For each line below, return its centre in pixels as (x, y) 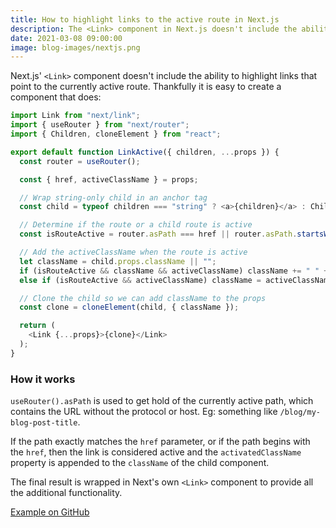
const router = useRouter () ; (80, 161)
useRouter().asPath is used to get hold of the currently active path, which (162, 401)
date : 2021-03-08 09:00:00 (66, 38)
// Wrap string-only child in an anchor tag (113, 197)
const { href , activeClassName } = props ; (109, 179)
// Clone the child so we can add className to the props (143, 298)
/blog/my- (300, 412)
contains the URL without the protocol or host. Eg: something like (144, 412)
